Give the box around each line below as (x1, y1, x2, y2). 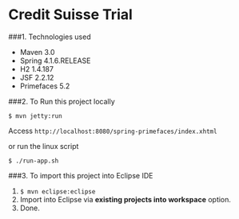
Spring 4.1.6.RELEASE (19, 56, 91, 65)
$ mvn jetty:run (8, 111, 62, 120)
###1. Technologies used (8, 32, 91, 41)
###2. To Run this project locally (8, 96, 116, 106)
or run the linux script (8, 141, 79, 151)
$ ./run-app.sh (8, 157, 59, 165)
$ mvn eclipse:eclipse (19, 187, 96, 196)
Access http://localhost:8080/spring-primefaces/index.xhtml (8, 126, 217, 135)
